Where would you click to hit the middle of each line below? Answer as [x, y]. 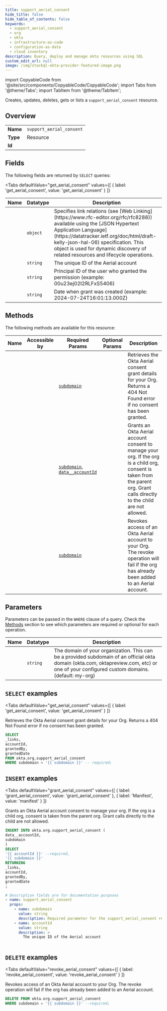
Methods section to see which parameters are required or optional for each [82, 625]
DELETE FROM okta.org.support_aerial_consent [53, 999]
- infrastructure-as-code [37, 42]
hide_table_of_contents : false [38, 19]
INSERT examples [32, 778]
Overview [21, 116]
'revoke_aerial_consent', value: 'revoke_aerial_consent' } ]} [65, 975]
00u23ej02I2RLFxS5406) [84, 283]
